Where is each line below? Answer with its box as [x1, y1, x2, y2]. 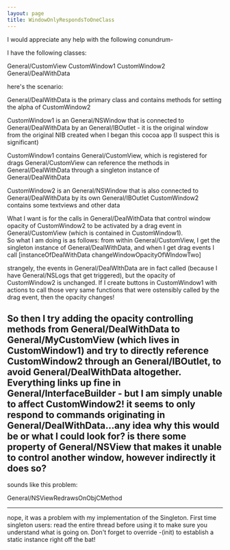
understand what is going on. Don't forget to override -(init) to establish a [7, 528, 214, 536]
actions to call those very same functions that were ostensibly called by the [7, 286, 220, 294]
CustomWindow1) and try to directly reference [7, 345, 209, 356]
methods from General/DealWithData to [7, 323, 180, 335]
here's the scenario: [7, 82, 64, 90]
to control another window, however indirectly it [7, 451, 216, 463]
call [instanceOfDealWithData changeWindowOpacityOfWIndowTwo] [7, 251, 202, 259]
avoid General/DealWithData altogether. [7, 366, 181, 377]
